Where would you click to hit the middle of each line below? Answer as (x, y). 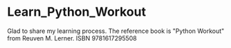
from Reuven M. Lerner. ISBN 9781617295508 (72, 38)
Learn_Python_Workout (77, 12)
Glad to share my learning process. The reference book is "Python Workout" (116, 31)
